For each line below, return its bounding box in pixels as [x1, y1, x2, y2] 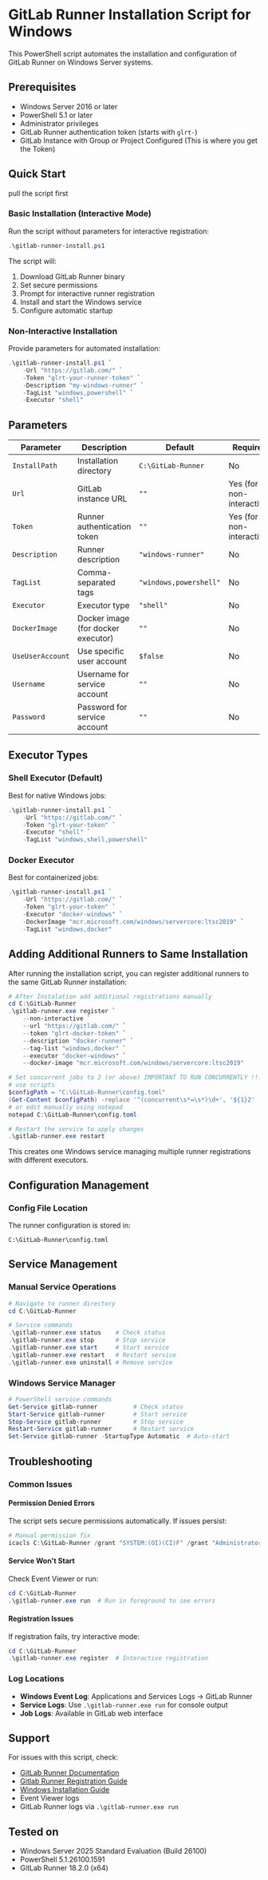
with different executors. [8, 1155, 89, 1165]
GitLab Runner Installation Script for [8, 6, 251, 24]
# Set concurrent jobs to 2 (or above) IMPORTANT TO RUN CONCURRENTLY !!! [8, 1074, 262, 1082]
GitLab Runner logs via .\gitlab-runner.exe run [19, 1802, 179, 1811]
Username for [77, 668, 129, 680]
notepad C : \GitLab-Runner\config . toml [8, 1110, 137, 1118]
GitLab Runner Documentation [19, 1768, 120, 1778]
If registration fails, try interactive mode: [8, 1631, 140, 1641]
